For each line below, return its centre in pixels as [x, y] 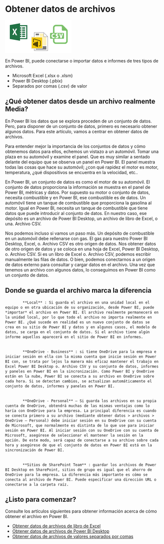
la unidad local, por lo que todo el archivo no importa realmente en [79, 317]
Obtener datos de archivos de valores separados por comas [73, 537]
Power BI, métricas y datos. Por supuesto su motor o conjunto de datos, [78, 192]
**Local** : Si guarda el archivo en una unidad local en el [86, 302]
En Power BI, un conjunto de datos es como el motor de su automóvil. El [78, 182]
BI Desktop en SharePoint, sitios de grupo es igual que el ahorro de [79, 470]
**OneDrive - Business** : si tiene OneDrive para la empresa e [90, 352]
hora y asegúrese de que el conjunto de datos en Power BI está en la [79, 445]
